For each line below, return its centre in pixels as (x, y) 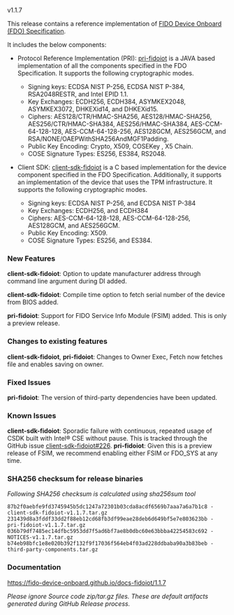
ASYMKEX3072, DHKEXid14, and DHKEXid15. (93, 109)
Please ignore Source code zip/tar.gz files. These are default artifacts (108, 596)
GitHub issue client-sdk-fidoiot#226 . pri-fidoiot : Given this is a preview (110, 446)
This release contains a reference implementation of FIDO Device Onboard (115, 23)
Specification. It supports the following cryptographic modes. (105, 73)
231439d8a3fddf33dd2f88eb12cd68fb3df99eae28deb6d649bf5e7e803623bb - (111, 519)
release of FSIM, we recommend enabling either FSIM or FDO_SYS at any (112, 453)
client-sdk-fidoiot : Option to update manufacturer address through (104, 274)
